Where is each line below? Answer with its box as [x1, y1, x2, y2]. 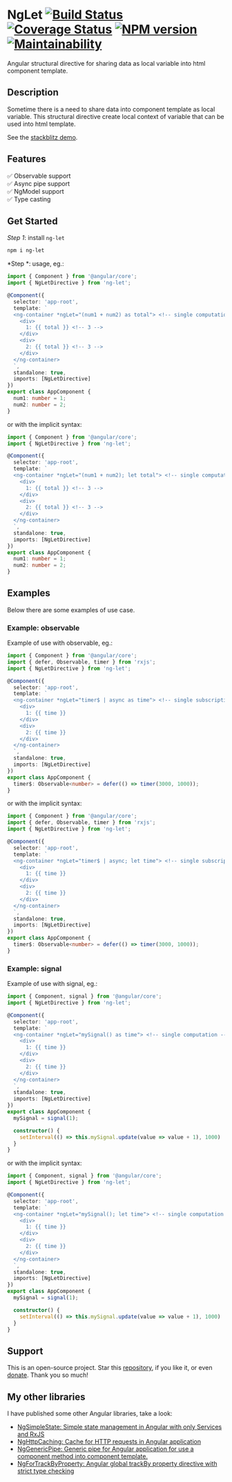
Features [7, 153, 46, 165]
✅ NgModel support [7, 187, 64, 195]
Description [7, 86, 59, 98]
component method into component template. [17, 1452, 148, 1461]
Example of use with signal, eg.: [7, 980, 98, 988]
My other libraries [7, 1391, 86, 1402]
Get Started [7, 215, 58, 227]
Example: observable [7, 623, 80, 632]
